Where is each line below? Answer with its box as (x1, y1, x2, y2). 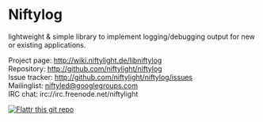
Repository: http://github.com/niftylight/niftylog (8, 63, 162, 73)
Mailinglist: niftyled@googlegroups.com (8, 81, 139, 90)
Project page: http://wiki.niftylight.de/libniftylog (8, 55, 162, 65)
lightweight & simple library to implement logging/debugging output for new (8, 32, 256, 41)
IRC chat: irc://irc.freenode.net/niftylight (8, 89, 139, 98)
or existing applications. (8, 40, 86, 49)
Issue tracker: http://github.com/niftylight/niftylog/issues (8, 72, 192, 82)
